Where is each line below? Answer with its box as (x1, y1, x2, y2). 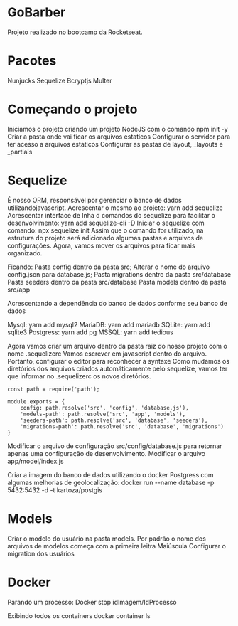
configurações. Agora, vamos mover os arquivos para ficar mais (7, 241, 195, 250)
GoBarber (7, 4, 66, 21)
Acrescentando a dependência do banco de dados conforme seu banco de (7, 299, 227, 307)
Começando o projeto (7, 101, 138, 117)
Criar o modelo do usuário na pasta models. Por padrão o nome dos (7, 534, 206, 543)
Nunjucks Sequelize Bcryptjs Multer (7, 76, 112, 85)
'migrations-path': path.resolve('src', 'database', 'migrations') (20, 423, 224, 430)
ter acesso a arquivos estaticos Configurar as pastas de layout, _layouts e (7, 139, 224, 148)
